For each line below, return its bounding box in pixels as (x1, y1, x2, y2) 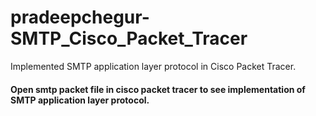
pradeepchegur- (10, 6, 150, 29)
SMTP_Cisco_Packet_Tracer (10, 27, 248, 50)
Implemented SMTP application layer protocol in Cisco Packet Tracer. (10, 60, 297, 72)
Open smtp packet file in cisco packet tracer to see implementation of (10, 83, 306, 95)
